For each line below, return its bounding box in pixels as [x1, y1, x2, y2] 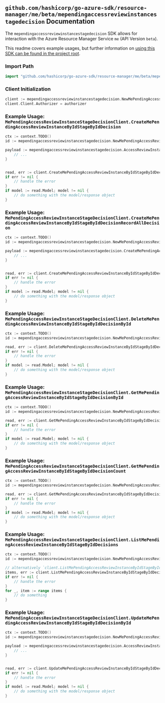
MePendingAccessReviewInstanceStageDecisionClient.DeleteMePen [5, 316, 160, 322]
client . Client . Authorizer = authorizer [5, 101, 87, 106]
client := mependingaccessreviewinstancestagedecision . [5, 97, 122, 102]
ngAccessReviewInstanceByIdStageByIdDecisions [5, 542, 119, 548]
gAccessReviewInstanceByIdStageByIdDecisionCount [5, 468, 126, 474]
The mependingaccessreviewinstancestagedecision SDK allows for [5, 30, 137, 36]
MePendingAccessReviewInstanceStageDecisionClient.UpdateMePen [5, 615, 160, 621]
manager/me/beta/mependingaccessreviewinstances [5, 11, 157, 18]
